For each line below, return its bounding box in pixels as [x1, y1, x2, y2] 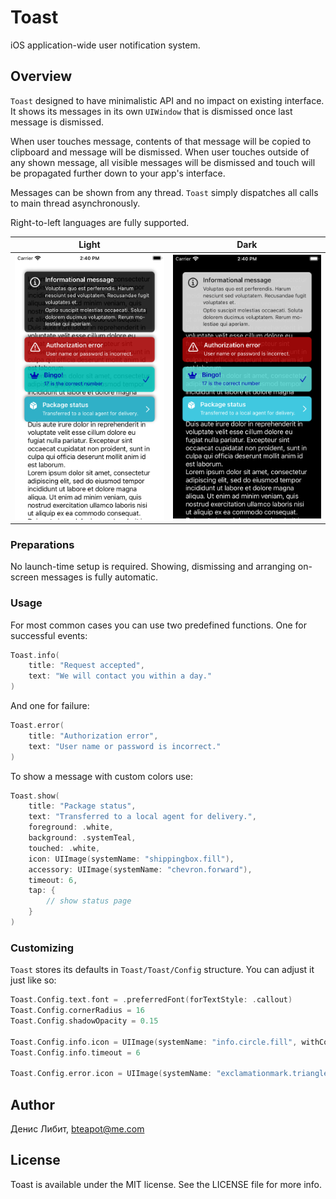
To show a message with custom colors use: [10, 770, 194, 782]
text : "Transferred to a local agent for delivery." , [28, 812, 257, 822]
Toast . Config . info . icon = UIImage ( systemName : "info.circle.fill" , [10, 1037, 298, 1047]
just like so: [10, 974, 57, 986]
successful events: [10, 629, 88, 641]
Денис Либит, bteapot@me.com [10, 1123, 145, 1135]
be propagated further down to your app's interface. [10, 167, 226, 179]
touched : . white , [28, 843, 101, 853]
